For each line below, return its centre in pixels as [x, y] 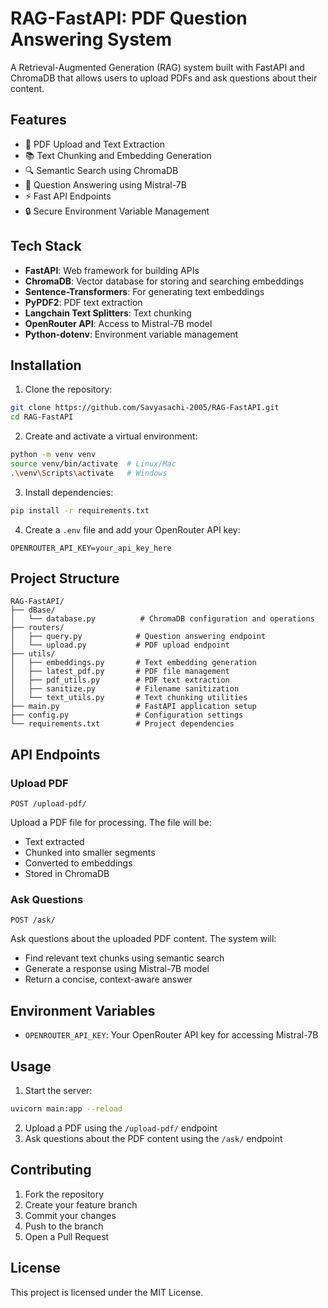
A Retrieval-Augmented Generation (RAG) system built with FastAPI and [157, 67]
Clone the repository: [68, 389]
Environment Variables [83, 1010]
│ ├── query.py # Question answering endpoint [138, 637]
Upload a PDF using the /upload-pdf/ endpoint [121, 1128]
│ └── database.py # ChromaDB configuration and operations [162, 619]
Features [38, 120]
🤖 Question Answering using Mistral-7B [105, 184]
